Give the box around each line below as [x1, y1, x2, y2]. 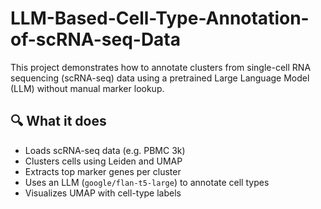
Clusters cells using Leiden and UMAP [24, 155, 183, 167]
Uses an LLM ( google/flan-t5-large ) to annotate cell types [24, 176, 270, 188]
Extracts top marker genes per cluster [24, 165, 182, 177]
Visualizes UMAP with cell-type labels [24, 187, 182, 199]
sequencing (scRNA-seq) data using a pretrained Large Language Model [10, 72, 310, 84]
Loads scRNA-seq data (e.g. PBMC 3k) [24, 144, 186, 156]
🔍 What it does [10, 113, 107, 130]
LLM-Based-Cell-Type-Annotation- [10, 7, 310, 30]
